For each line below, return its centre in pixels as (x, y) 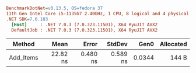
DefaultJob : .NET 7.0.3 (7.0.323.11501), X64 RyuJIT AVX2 (85, 30)
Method (24, 44)
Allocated (173, 44)
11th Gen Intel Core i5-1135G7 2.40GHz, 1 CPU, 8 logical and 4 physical (98, 13)
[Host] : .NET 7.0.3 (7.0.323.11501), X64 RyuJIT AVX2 (85, 25)
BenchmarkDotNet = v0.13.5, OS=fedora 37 (55, 8)
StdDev (118, 44)
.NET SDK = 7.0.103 (27, 19)
